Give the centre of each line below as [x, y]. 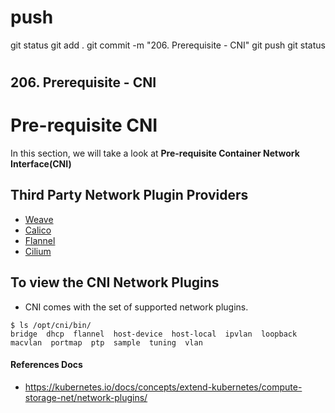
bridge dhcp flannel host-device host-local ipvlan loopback [154, 334]
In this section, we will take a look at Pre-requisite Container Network [155, 153]
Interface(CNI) [41, 164]
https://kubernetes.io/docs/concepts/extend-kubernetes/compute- [163, 387]
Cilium [38, 251]
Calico [38, 230]
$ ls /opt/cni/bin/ [51, 325]
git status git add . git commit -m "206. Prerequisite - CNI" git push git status [168, 45]
